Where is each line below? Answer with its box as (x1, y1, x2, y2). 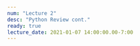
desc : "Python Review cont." (7, 16, 91, 23)
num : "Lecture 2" (7, 9, 57, 17)
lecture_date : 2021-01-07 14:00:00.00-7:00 (7, 28, 134, 36)
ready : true (7, 22, 41, 29)
